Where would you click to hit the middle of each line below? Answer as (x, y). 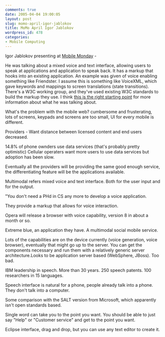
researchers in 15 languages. (34, 275)
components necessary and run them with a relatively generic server (75, 250)
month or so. (18, 221)
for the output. (20, 187)
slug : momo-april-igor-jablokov (38, 23)
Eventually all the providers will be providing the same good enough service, (82, 166)
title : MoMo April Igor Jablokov (39, 28)
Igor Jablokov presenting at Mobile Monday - (51, 56)
